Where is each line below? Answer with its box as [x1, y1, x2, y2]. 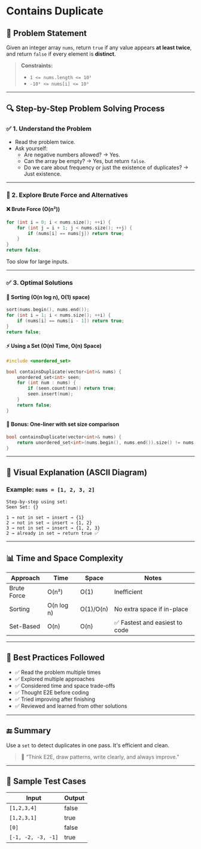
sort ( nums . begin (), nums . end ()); [6, 307, 90, 313]
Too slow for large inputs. [6, 258, 69, 265]
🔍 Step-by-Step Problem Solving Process [6, 104, 165, 114]
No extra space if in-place [114, 604, 188, 613]
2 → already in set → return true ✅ [6, 531, 99, 537]
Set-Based [9, 622, 41, 630]
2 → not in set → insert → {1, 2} [6, 520, 93, 526]
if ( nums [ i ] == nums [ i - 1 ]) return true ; [17, 318, 124, 324]
